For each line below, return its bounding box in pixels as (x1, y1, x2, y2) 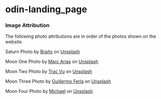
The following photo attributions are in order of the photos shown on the (5, 33, 156, 39)
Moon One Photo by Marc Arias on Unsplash (5, 59, 99, 65)
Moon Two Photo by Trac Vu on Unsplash (5, 68, 92, 75)
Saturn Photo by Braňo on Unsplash (5, 48, 80, 55)
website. (5, 39, 23, 45)
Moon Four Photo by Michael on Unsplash (5, 88, 93, 94)
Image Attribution (5, 22, 50, 29)
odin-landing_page (5, 4, 87, 15)
